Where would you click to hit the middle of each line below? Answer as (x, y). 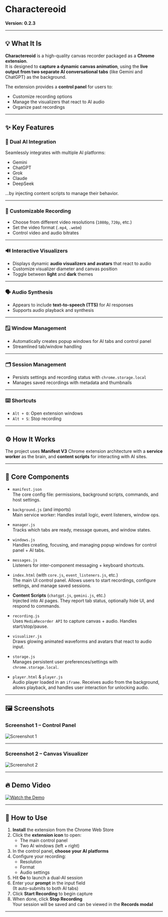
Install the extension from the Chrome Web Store (63, 830)
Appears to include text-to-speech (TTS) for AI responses (73, 305)
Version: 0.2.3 (20, 23)
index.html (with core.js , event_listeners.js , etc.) (65, 575)
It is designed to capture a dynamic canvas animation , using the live (77, 66)
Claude (20, 178)
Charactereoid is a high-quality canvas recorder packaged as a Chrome (80, 56)
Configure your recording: (39, 856)
